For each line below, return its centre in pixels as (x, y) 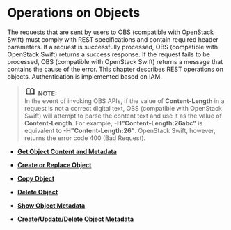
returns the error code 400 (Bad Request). (85, 138)
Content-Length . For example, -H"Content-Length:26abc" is (113, 123)
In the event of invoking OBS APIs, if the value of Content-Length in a (124, 101)
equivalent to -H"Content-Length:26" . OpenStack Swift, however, (120, 130)
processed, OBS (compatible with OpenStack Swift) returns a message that (115, 61)
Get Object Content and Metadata (67, 151)
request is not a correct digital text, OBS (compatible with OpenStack (123, 108)
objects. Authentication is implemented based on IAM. (85, 76)
